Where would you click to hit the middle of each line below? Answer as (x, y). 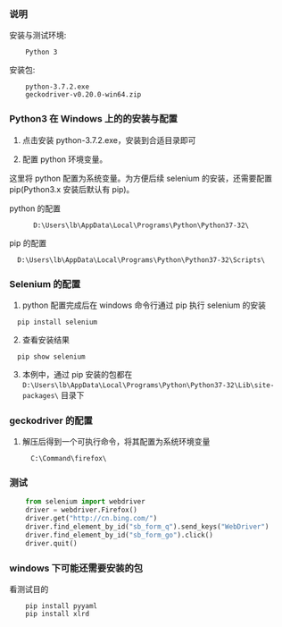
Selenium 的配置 (45, 284)
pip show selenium (52, 356)
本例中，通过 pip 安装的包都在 (77, 374)
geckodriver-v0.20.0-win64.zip (83, 95)
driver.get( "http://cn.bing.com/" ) (91, 519)
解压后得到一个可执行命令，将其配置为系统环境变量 (116, 442)
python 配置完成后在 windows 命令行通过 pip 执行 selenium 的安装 (144, 305)
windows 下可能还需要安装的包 (76, 568)
